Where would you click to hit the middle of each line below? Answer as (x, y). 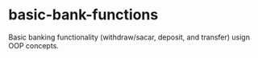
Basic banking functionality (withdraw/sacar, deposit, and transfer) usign (129, 37)
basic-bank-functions (83, 15)
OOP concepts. (33, 45)
